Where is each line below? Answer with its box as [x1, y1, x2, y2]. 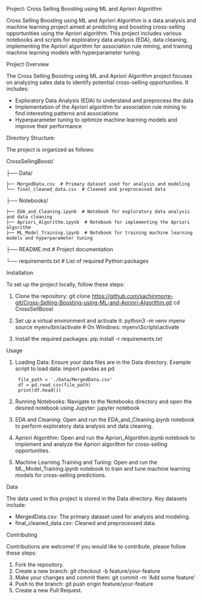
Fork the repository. [14, 561, 65, 568]
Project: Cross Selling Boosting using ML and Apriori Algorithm [6, 5, 162, 12]
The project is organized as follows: [6, 146, 95, 153]
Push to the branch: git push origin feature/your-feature [14, 580, 154, 587]
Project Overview [6, 60, 49, 68]
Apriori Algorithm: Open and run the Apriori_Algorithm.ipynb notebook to [14, 434, 195, 441]
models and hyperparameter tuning [6, 235, 93, 241]
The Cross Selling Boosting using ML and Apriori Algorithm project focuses [6, 73, 193, 79]
